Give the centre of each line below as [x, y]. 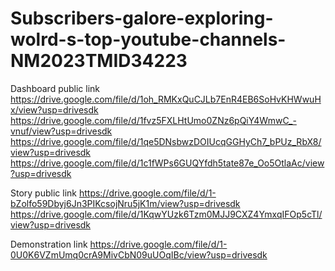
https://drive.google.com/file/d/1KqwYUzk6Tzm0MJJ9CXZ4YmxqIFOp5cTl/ [166, 214]
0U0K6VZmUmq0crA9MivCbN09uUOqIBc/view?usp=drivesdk [139, 254]
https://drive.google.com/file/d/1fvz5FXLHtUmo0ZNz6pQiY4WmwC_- [153, 120]
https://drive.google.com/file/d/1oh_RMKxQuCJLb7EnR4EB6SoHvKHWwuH [166, 99]
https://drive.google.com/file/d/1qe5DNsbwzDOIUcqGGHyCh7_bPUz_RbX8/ [166, 141]
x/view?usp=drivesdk [54, 109]
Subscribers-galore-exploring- [142, 18]
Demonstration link [49, 244]
